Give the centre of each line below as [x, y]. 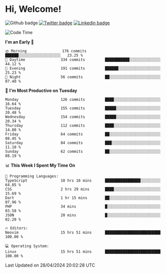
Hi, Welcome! [33, 9]
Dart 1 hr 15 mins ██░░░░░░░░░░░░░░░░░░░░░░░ [83, 198]
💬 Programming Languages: [32, 176]
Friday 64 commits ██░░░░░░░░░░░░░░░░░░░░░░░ [83, 134]
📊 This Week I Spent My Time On [40, 165]
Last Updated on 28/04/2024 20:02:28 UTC [50, 265]
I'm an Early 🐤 [20, 42]
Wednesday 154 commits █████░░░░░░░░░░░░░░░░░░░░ [83, 117]
